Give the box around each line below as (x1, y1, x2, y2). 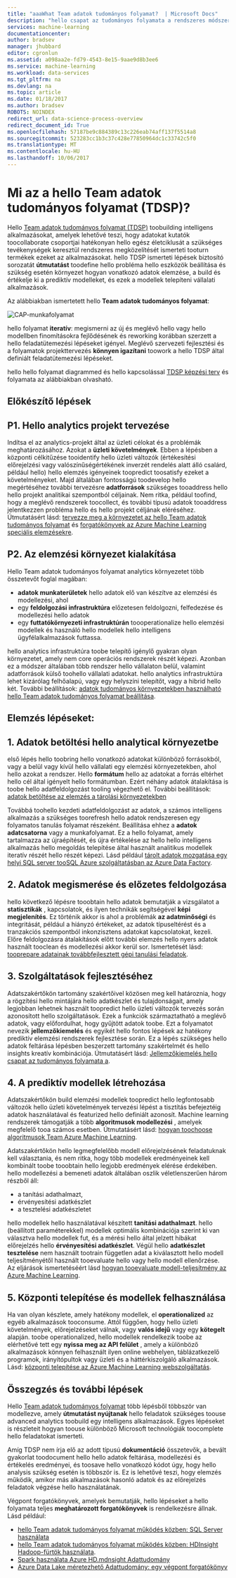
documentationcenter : (7, 30, 71, 37)
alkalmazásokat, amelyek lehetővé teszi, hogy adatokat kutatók (7, 230, 190, 239)
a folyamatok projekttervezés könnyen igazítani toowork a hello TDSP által (7, 346, 225, 355)
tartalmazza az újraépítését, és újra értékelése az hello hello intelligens (7, 836, 212, 844)
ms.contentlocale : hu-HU (7, 148, 80, 155)
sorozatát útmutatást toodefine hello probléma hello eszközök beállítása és (7, 260, 226, 269)
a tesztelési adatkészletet (17, 1205, 91, 1214)
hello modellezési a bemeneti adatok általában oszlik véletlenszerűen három (7, 1169, 228, 1178)
